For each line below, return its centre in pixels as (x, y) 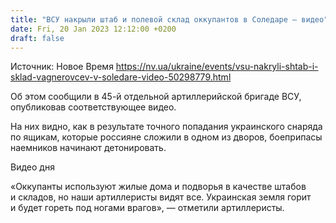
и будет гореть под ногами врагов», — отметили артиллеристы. (147, 208)
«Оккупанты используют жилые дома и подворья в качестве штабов (158, 187)
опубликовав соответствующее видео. (93, 107)
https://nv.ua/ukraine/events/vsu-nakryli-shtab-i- (217, 67)
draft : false (37, 38)
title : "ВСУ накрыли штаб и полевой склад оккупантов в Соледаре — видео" (169, 19)
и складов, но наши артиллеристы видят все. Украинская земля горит (161, 197)
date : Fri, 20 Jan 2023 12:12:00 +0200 (93, 29)
